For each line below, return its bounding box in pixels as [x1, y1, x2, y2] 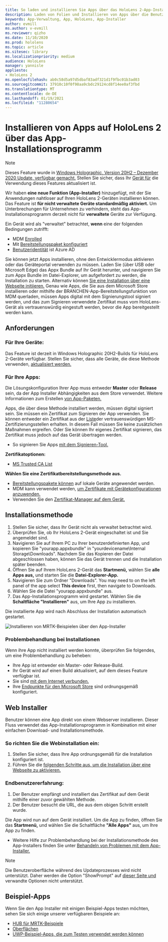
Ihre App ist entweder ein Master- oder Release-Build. [12, 662, 124, 669]
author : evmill [5, 21, 37, 27]
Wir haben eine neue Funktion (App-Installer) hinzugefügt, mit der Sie [5, 190, 151, 196]
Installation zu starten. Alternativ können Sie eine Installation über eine [5, 277, 150, 283]
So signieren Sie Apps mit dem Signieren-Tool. [12, 442, 108, 448]
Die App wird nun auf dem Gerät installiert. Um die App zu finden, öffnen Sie [5, 817, 162, 823]
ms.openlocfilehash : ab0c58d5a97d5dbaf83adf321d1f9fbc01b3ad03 [5, 77, 140, 82]
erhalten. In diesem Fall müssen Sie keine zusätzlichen [49, 421, 162, 427]
